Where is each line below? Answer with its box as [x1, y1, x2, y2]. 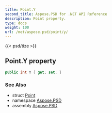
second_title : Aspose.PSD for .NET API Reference [5, 12, 108, 16]
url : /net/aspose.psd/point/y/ [5, 30, 68, 34]
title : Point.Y [5, 7, 36, 12]
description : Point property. [5, 16, 66, 21]
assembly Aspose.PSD [12, 102, 58, 108]
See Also [5, 81, 27, 88]
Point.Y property [5, 57, 57, 65]
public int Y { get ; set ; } [5, 70, 62, 75]
